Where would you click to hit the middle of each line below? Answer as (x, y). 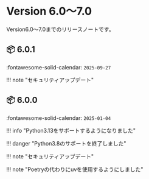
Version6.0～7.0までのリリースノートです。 (60, 29)
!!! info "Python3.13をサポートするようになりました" (71, 130)
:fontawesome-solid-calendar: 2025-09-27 (59, 67)
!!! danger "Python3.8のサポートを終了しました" (66, 143)
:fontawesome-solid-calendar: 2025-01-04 (59, 118)
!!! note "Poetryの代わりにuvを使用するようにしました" (75, 169)
